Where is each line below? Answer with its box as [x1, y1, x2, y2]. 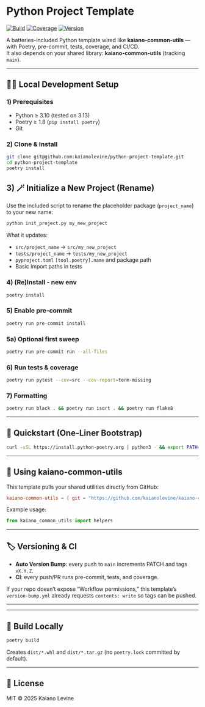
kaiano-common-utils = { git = [6, 495, 86, 501]
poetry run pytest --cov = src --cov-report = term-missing [6, 377, 151, 383]
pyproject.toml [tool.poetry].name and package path [15, 256, 151, 264]
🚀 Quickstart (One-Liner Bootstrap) [6, 428, 142, 439]
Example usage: [6, 506, 47, 513]
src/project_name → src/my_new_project [15, 243, 117, 251]
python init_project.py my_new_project [6, 220, 108, 227]
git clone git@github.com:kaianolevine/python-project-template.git [6, 154, 184, 160]
